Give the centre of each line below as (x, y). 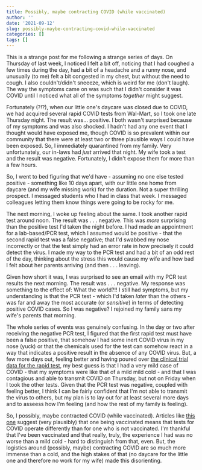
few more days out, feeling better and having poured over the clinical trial (97, 359)
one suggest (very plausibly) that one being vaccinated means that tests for (100, 422)
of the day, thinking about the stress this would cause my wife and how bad (100, 259)
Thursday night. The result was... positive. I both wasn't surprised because (99, 120)
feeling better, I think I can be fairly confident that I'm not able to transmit (97, 391)
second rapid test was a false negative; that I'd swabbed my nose (88, 240)
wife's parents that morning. (41, 315)
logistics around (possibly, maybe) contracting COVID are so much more (96, 448)
